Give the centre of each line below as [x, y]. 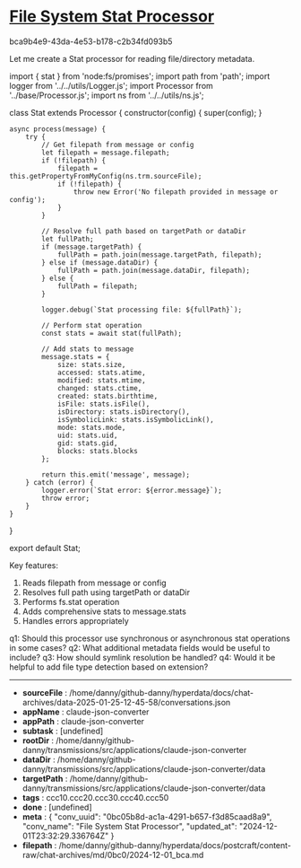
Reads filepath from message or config [95, 583]
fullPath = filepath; [98, 286]
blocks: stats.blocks [98, 451]
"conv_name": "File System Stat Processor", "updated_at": [129, 826]
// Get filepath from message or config [118, 145]
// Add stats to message [88, 349]
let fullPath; [68, 239]
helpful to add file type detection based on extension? [109, 667]
